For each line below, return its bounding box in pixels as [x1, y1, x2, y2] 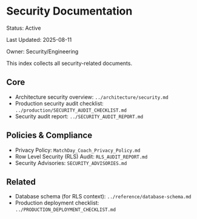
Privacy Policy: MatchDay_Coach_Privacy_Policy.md [15, 146, 141, 153]
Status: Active [6, 24, 41, 32]
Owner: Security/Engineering [6, 47, 79, 55]
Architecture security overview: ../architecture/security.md [15, 93, 169, 101]
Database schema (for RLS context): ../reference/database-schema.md [15, 193, 192, 200]
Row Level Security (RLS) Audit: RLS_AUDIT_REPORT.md [15, 153, 148, 160]
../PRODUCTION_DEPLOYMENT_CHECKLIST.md [15, 207, 116, 213]
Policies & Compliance [6, 130, 93, 141]
